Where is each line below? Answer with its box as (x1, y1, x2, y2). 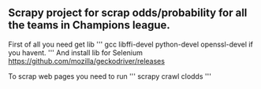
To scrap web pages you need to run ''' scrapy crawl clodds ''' (8, 71, 211, 81)
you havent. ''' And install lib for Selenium (8, 47, 144, 57)
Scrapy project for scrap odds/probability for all (8, 6, 248, 20)
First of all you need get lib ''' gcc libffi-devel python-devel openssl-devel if (8, 39, 254, 49)
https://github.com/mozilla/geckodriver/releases (8, 56, 166, 65)
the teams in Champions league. (8, 19, 171, 32)
